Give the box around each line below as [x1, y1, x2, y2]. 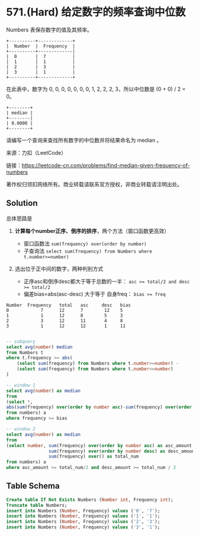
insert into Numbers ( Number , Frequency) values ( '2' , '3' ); [6, 519, 161, 525]
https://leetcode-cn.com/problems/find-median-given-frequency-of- [21, 161, 191, 169]
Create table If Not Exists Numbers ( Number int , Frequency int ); [6, 496, 174, 503]
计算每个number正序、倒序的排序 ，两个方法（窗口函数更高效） [14, 227, 170, 234]
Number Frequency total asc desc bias [6, 302, 131, 308]
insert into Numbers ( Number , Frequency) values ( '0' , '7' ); [6, 508, 161, 513]
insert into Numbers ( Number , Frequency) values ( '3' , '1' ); [6, 524, 161, 531]
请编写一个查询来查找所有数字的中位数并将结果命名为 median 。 [6, 136, 162, 143]
